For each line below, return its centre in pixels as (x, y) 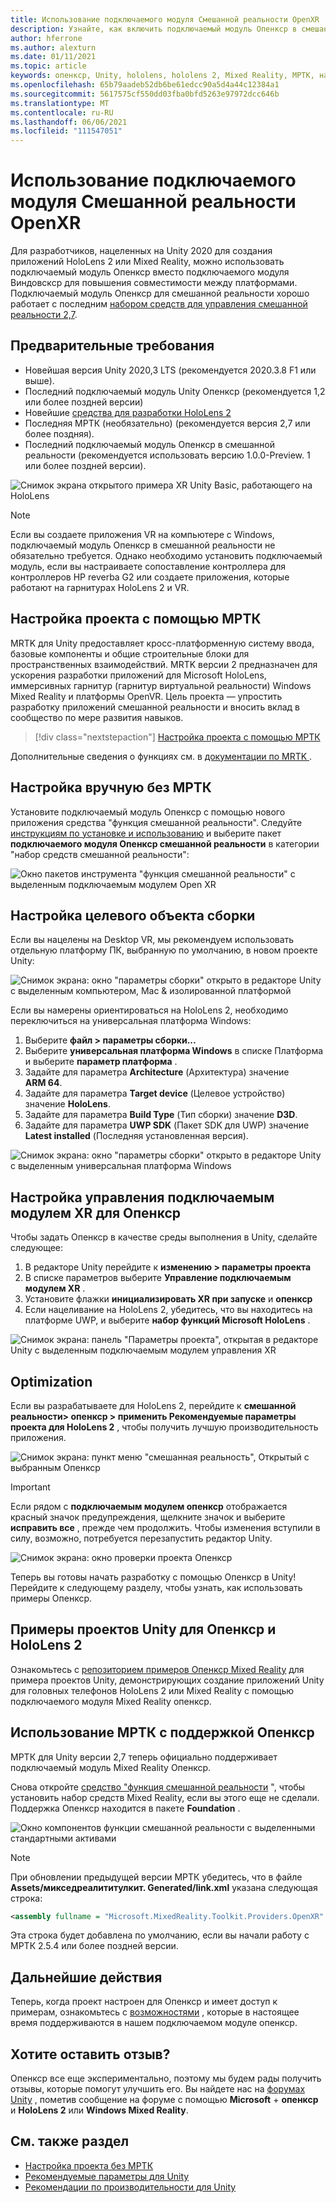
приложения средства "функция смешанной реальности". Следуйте (156, 822)
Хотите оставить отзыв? (90, 2054)
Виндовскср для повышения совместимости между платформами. (154, 283)
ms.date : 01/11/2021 (53, 57)
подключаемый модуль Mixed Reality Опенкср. (111, 1767)
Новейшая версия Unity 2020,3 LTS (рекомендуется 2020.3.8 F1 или (170, 370)
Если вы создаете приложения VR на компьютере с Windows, (142, 534)
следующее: (37, 1248)
